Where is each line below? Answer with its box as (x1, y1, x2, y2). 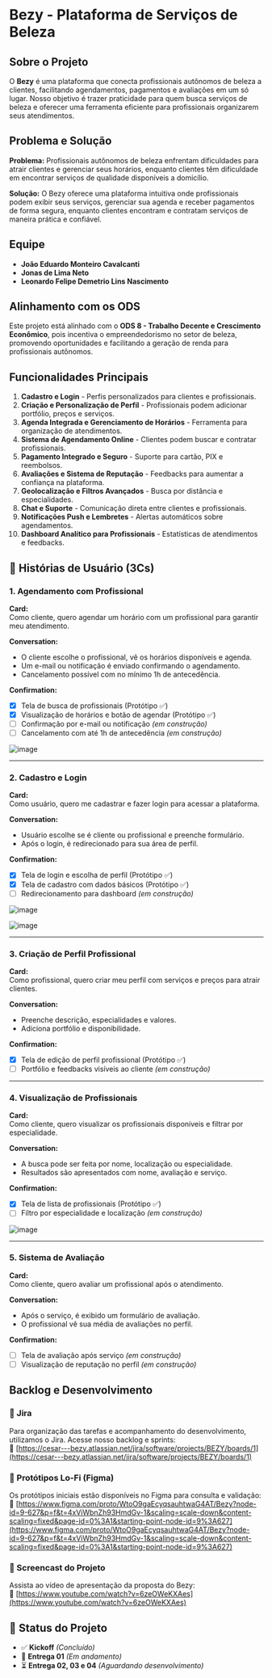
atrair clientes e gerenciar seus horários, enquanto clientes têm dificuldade (9, 164, 259, 174)
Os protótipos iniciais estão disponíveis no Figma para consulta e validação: (9, 1490, 262, 1500)
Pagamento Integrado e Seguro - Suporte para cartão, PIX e (20, 452, 224, 462)
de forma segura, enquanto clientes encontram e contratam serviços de (9, 205, 249, 215)
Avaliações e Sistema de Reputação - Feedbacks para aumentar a (20, 469, 245, 479)
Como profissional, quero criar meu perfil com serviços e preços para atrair (9, 975, 261, 984)
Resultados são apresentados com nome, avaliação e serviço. (20, 1168, 228, 1178)
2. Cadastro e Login (9, 772, 87, 783)
